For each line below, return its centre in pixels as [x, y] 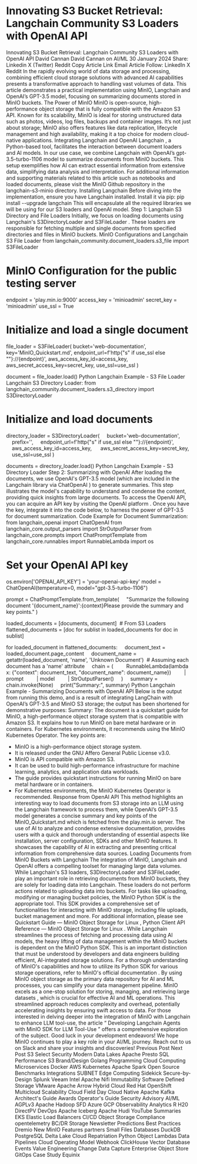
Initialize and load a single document [97, 330]
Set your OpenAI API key [67, 565]
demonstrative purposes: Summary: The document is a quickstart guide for [97, 710]
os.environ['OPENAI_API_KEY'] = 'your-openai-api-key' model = [84, 581]
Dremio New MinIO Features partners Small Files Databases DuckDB [98, 1129]
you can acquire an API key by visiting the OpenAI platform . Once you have [98, 503]
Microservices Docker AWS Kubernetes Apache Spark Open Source [97, 1067]
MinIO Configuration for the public [92, 271]
